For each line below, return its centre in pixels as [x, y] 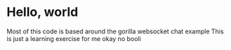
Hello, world [42, 12]
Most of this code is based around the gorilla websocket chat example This [115, 31]
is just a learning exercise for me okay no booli [74, 38]
